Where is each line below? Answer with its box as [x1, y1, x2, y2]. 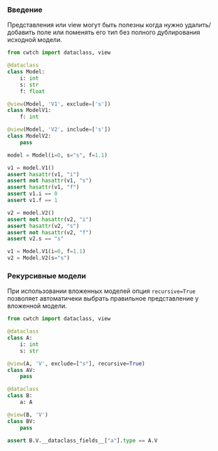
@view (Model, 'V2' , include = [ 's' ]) [7, 126, 111, 134]
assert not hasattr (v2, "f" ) [7, 229, 92, 236]
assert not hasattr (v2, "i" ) [7, 215, 92, 223]
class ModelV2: [7, 133, 52, 140]
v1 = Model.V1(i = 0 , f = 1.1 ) [7, 248, 86, 255]
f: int [20, 113, 39, 120]
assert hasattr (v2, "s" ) [7, 222, 80, 229]
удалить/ [184, 21, 212, 29]
